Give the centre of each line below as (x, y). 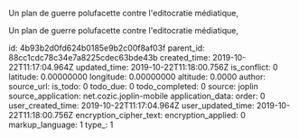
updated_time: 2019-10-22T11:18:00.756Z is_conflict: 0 (177, 67)
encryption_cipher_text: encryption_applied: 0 (160, 115)
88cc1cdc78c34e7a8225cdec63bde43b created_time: (110, 57)
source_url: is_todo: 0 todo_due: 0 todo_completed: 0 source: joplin (133, 86)
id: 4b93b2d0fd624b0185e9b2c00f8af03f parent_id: (107, 48)
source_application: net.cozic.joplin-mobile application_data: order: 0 (137, 96)
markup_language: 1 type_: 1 (61, 125)
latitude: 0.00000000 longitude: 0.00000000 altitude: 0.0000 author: (137, 77)
